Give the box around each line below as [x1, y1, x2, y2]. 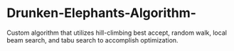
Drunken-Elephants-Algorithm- [6, 5, 197, 21]
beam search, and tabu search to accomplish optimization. [6, 35, 179, 44]
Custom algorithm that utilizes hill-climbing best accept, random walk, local [6, 28, 227, 37]
